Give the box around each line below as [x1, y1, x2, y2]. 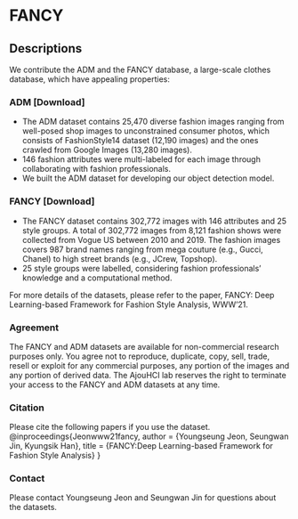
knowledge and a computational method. [21, 272, 173, 283]
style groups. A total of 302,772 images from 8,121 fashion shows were [21, 224, 282, 236]
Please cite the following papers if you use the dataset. [9, 422, 211, 433]
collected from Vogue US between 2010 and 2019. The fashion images [21, 234, 281, 245]
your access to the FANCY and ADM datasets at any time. [9, 379, 221, 390]
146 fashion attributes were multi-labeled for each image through [21, 154, 261, 165]
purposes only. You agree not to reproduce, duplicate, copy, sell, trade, [9, 351, 270, 361]
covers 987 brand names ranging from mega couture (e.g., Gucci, [21, 244, 264, 255]
